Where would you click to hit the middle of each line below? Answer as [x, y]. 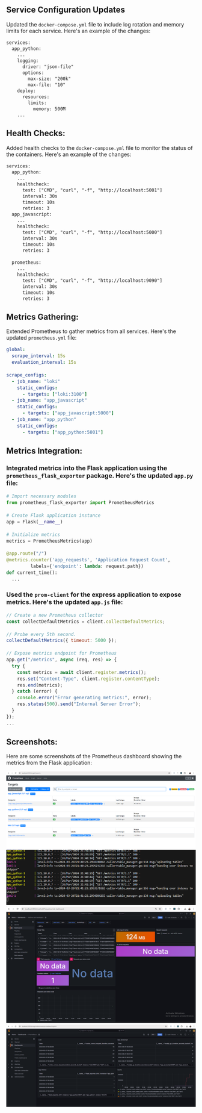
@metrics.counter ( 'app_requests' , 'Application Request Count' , [88, 560]
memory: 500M [49, 109]
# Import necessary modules [41, 496]
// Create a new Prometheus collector [55, 615]
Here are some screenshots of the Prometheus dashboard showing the [94, 756]
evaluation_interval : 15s [44, 363]
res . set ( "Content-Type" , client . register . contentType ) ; [89, 679]
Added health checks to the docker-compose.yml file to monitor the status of [100, 148]
